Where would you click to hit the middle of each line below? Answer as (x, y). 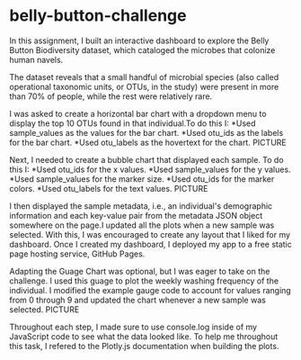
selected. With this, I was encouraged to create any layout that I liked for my (150, 234)
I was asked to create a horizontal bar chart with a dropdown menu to (138, 113)
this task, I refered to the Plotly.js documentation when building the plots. (144, 346)
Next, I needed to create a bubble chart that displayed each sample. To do (147, 159)
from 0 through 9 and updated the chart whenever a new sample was (138, 300)
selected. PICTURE (44, 309)
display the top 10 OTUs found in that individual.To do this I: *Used (133, 123)
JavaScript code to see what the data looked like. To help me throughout (144, 336)
